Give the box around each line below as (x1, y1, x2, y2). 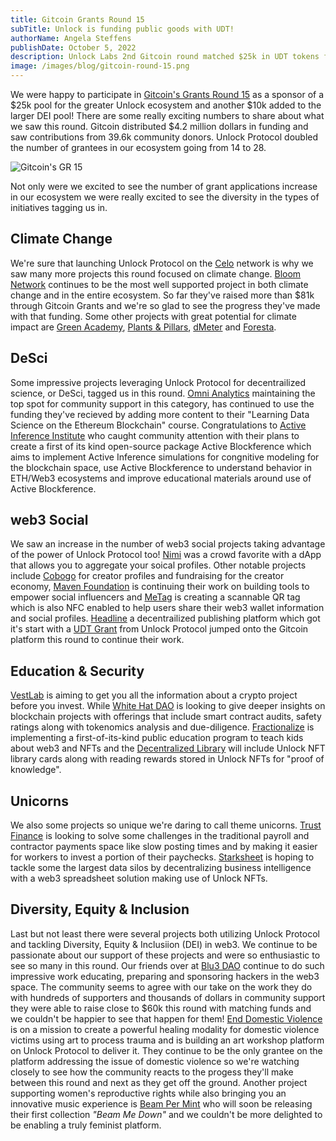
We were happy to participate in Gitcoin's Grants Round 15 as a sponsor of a (10, 89, 325, 100)
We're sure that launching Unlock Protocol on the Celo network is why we (10, 257, 314, 269)
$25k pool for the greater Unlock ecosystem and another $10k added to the (10, 99, 322, 111)
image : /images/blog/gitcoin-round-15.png (10, 61, 190, 71)
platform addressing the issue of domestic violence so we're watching (10, 1055, 300, 1067)
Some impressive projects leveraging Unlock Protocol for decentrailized (10, 376, 307, 388)
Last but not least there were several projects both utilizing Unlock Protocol (10, 927, 320, 940)
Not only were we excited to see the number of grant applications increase (10, 181, 318, 192)
